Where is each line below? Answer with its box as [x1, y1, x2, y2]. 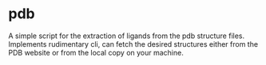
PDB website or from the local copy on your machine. [8, 48, 184, 57]
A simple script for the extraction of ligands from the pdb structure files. [8, 31, 245, 40]
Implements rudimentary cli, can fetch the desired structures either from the [8, 39, 258, 48]
